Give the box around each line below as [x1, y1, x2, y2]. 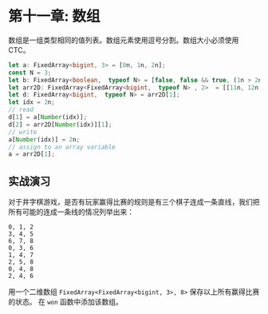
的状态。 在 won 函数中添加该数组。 [8, 297, 124, 307]
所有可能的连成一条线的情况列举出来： [8, 207, 134, 217]
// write [8, 128, 37, 136]
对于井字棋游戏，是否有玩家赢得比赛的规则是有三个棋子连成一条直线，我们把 [8, 197, 260, 207]
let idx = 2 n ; [8, 98, 56, 106]
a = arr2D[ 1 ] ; [8, 150, 56, 158]
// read [8, 105, 34, 114]
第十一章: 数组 [8, 7, 100, 26]
